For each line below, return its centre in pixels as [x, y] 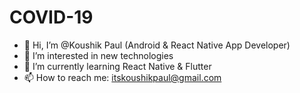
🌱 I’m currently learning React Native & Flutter [117, 66]
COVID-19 [51, 17]
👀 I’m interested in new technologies [98, 55]
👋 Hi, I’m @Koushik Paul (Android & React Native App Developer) [157, 45]
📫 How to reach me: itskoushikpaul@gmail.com [122, 77]
